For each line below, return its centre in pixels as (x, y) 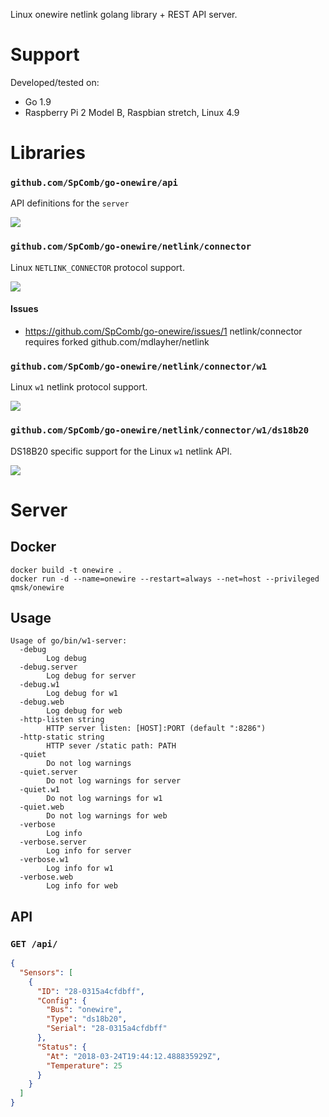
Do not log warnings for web (107, 816)
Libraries (48, 153)
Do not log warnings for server (114, 781)
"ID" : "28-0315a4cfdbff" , (90, 991)
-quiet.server (48, 772)
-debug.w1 (39, 685)
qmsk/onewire (37, 587)
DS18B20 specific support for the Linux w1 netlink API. (121, 451)
